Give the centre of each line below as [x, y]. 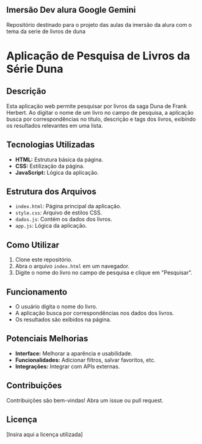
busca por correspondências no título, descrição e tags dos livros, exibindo [101, 119]
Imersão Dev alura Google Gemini [71, 10]
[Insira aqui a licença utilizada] [45, 434]
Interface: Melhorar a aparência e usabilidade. [74, 353]
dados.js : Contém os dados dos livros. [63, 219]
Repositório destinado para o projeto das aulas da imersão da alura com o [99, 24]
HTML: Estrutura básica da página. [59, 159]
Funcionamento [37, 292]
